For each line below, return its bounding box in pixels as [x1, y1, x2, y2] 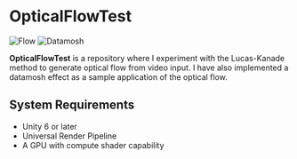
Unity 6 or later [21, 121, 77, 131]
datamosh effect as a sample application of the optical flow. [9, 71, 229, 82]
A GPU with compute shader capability [21, 139, 165, 150]
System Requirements [9, 98, 135, 113]
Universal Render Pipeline [21, 131, 117, 141]
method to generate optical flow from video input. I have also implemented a [9, 62, 289, 73]
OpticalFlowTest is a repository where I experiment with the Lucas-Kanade [9, 52, 285, 63]
